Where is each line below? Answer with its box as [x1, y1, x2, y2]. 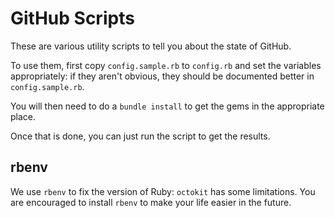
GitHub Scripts [10, 7, 135, 30]
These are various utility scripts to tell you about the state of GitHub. [10, 40, 292, 52]
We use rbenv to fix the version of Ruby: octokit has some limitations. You [10, 185, 316, 197]
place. [10, 110, 37, 122]
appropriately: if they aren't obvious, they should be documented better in [10, 70, 315, 82]
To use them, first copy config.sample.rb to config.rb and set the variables [10, 59, 322, 71]
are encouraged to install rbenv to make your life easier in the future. [10, 196, 292, 208]
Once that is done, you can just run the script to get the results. [10, 130, 271, 142]
